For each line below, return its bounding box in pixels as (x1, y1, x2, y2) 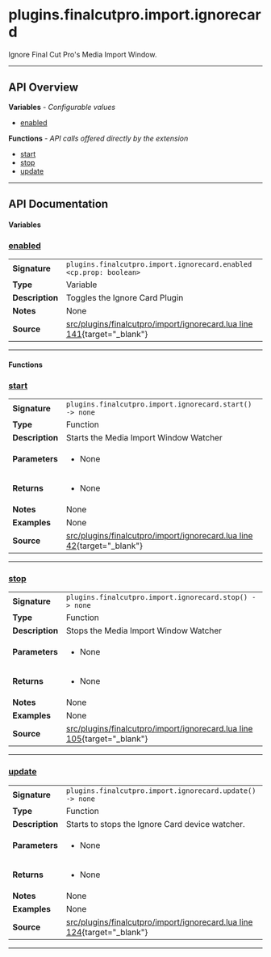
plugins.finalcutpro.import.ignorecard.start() (65, 399, 252, 409)
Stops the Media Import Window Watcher (65, 625, 223, 636)
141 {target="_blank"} (65, 329, 148, 340)
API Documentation (8, 197, 109, 211)
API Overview (8, 81, 79, 95)
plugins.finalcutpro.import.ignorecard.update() (65, 786, 256, 795)
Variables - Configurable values (8, 102, 115, 112)
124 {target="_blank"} (65, 926, 148, 938)
